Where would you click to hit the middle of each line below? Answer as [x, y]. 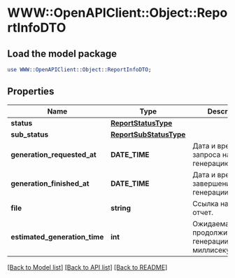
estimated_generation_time [57, 237]
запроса [206, 154]
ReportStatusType [142, 123]
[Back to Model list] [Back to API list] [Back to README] [87, 267]
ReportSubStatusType [148, 134]
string [121, 208]
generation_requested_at [54, 154]
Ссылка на [210, 203]
